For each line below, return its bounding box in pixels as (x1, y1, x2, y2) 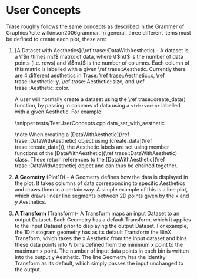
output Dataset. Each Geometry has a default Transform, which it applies (14, 216, 191, 223)
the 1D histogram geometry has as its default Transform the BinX (14, 228, 172, 236)
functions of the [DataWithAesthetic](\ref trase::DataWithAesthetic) (14, 149, 178, 156)
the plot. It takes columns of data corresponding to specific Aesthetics (14, 180, 185, 187)
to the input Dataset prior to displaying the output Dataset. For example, (14, 222, 189, 229)
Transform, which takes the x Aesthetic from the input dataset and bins (14, 234, 187, 241)
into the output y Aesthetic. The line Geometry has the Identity (14, 253, 166, 260)
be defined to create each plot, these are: (6, 35, 107, 42)
